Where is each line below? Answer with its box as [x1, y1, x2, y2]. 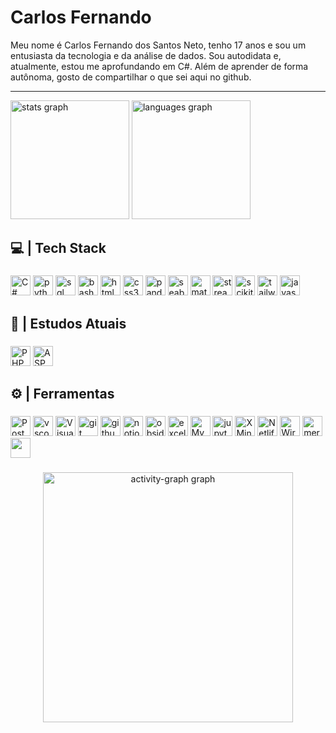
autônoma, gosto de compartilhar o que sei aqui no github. [10, 71, 252, 83]
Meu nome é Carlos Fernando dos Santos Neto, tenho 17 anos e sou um [10, 39, 307, 51]
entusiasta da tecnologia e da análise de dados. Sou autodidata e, [10, 49, 282, 61]
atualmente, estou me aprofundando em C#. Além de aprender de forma [10, 60, 309, 72]
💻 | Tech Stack [10, 240, 107, 257]
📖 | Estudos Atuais [10, 315, 127, 332]
